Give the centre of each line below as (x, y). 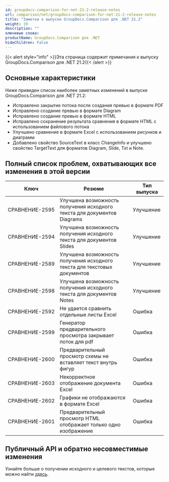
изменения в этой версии (48, 171)
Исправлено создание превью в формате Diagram (67, 111)
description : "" (22, 29)
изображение (76, 431)
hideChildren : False (27, 43)
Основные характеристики (50, 78)
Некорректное (77, 377)
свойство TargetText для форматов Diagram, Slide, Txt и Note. (78, 148)
